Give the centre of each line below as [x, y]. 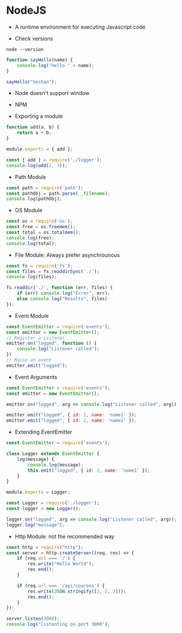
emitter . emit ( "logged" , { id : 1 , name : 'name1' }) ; [71, 415]
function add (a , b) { [33, 127]
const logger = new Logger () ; [44, 509]
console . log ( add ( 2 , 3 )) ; [37, 165]
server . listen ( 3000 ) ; [33, 619]
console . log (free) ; [30, 238]
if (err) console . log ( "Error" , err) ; [64, 293]
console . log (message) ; [56, 465]
